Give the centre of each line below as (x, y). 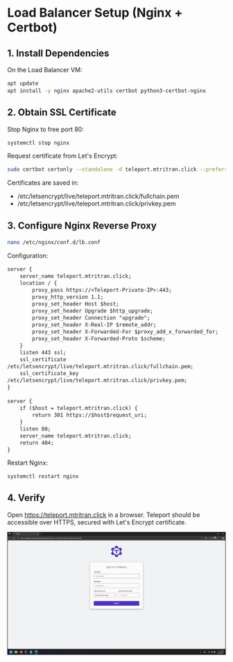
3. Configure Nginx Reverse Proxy (82, 225)
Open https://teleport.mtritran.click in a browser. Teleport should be (104, 515)
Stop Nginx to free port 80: (46, 129)
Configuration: (28, 256)
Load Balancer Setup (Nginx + (95, 13)
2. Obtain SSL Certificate (62, 113)
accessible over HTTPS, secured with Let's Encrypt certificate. (97, 522)
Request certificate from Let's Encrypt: (62, 156)
